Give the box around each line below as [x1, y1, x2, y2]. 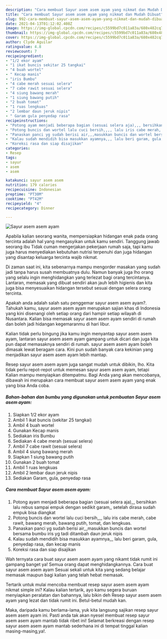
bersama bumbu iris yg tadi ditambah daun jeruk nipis [12, 531, 123, 537]
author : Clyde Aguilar [5, 40, 53, 45]
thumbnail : [5, 30, 28, 35]
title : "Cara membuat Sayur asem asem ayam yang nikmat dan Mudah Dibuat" [5, 12, 164, 17]
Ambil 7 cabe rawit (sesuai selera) [12, 443, 82, 450]
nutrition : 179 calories [5, 182, 57, 188]
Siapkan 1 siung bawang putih [12, 454, 74, 460]
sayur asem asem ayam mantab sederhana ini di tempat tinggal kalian [5, 623, 148, 629]
